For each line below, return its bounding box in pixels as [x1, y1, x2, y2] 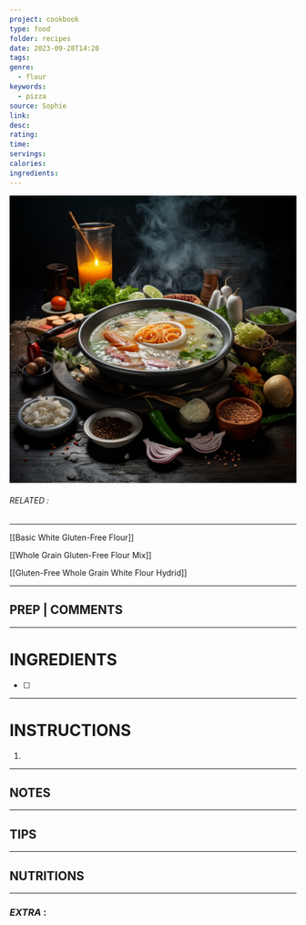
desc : [9, 120, 30, 130]
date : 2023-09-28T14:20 [9, 44, 100, 53]
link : [9, 110, 30, 120]
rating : [9, 130, 39, 140]
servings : [9, 150, 47, 159]
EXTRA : [9, 906, 47, 919]
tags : [9, 53, 30, 63]
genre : [9, 63, 35, 72]
